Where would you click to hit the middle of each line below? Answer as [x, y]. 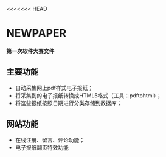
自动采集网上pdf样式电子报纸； [54, 88]
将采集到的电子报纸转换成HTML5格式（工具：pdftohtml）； [88, 95]
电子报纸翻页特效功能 [42, 147]
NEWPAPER [36, 33]
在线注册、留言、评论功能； [50, 140]
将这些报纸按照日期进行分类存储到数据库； [68, 103]
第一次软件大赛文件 [30, 51]
